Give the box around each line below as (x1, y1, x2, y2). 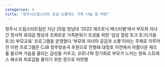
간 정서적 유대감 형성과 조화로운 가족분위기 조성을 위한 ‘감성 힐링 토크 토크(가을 (5, 32, 157, 38)
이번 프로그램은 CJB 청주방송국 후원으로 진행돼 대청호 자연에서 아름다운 (10, 44, 148, 50)
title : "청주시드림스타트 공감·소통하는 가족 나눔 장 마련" (5, 12, 110, 17)
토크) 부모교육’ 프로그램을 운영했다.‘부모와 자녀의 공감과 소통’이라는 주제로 (5, 38, 147, 44)
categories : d (5, 7, 35, 12)
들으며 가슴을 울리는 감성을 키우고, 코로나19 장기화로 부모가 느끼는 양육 (10, 50, 147, 56)
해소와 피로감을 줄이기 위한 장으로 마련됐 (10, 56, 88, 62)
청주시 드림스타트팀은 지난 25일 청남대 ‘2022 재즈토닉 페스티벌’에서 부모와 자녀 (5, 25, 158, 32)
